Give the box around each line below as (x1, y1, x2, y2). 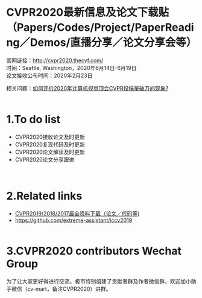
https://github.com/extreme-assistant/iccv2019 (14, 217, 133, 224)
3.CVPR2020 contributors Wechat (6, 244, 182, 258)
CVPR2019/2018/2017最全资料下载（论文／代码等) (14, 209, 140, 217)
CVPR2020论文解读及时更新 (14, 148, 86, 156)
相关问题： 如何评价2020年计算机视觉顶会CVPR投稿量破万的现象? (6, 84, 169, 92)
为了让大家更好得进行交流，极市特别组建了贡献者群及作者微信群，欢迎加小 (6, 277, 191, 285)
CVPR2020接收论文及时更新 (14, 133, 86, 141)
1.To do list (6, 113, 61, 127)
